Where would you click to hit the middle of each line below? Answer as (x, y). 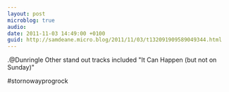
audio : (17, 27)
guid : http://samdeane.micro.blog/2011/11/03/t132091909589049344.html (114, 40)
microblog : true (31, 20)
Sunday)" (21, 67)
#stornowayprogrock (38, 81)
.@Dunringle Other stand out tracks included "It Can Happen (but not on (112, 60)
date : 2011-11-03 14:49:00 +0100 (56, 33)
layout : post (26, 14)
